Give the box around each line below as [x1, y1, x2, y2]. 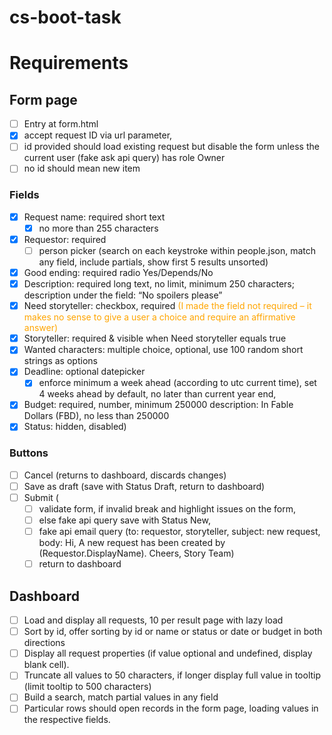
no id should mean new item [23, 162, 141, 175]
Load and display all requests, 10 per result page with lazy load [23, 614, 284, 626]
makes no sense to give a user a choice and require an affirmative [23, 311, 296, 323]
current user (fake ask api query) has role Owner [23, 152, 226, 164]
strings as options [23, 355, 98, 367]
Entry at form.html [23, 118, 99, 130]
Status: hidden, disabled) [23, 421, 127, 433]
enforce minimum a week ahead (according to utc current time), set [38, 377, 317, 389]
